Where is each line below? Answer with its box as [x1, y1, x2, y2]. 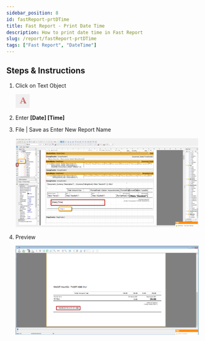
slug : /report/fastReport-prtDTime [6, 36, 97, 42]
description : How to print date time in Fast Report [6, 29, 143, 36]
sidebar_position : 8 [6, 10, 59, 16]
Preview [15, 233, 36, 241]
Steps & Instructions [6, 66, 85, 76]
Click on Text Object [15, 81, 67, 89]
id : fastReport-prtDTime [6, 16, 70, 23]
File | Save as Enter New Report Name [15, 126, 112, 133]
